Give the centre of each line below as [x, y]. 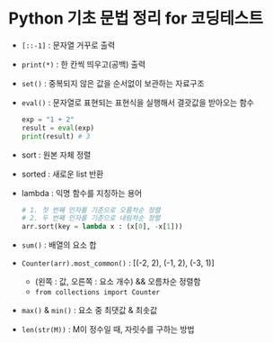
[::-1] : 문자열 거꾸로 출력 [68, 45]
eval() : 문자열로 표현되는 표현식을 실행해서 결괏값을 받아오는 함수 [138, 102]
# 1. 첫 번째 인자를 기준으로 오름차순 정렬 [91, 210]
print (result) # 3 [56, 136]
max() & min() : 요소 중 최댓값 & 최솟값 [89, 311]
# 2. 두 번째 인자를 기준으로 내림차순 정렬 [91, 218]
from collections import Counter [97, 293]
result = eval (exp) [58, 128]
